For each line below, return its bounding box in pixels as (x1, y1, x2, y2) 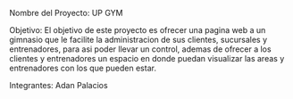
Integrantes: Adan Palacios (9, 80, 109, 90)
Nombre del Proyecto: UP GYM (9, 8, 123, 18)
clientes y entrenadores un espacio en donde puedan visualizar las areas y (9, 54, 285, 63)
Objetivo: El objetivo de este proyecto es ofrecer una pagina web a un (9, 25, 266, 35)
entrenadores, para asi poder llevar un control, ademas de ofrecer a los (9, 44, 272, 54)
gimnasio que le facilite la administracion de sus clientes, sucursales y (9, 35, 268, 45)
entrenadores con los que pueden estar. (9, 62, 156, 73)
